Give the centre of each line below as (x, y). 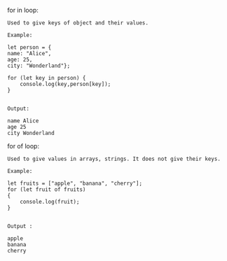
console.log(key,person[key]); (66, 84)
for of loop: (23, 146)
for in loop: (23, 10)
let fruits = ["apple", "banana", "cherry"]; (75, 183)
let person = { (29, 48)
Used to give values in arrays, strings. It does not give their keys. (114, 159)
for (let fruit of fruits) (47, 190)
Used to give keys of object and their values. (78, 23)
